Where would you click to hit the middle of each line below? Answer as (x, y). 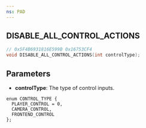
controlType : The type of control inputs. (65, 88)
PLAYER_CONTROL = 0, (37, 104)
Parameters (28, 74)
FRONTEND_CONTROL (33, 114)
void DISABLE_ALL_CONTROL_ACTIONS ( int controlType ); (73, 55)
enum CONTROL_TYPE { (32, 99)
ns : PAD (16, 12)
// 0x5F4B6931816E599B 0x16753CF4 (49, 49)
